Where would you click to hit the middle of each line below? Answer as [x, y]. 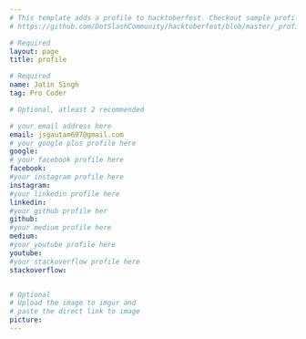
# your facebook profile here [67, 160]
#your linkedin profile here [65, 194]
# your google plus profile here [73, 143]
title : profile [38, 60]
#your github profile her [58, 211]
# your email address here [61, 126]
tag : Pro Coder [38, 93]
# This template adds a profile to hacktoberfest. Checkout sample [140, 18]
